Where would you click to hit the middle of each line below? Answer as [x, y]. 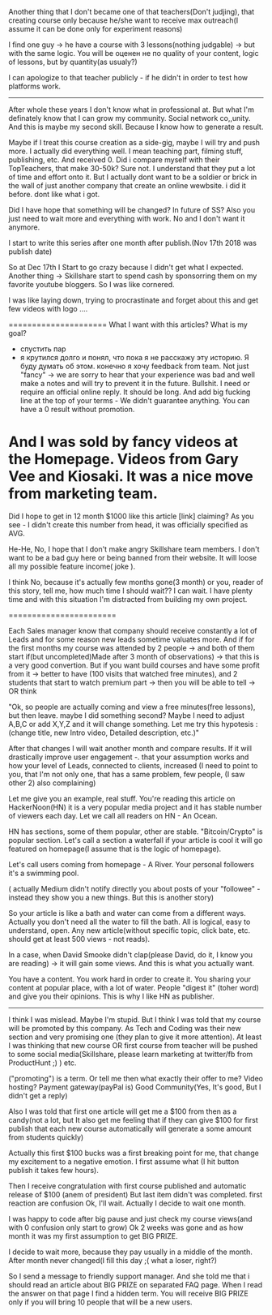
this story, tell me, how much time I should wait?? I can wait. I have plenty [131, 591]
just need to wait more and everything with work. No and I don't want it [127, 219]
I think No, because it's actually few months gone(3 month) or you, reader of [136, 582]
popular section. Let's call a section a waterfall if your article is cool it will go [136, 840]
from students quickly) [46, 1137]
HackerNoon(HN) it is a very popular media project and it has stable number [135, 807]
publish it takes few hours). [53, 1170]
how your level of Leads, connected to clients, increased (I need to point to [133, 765]
